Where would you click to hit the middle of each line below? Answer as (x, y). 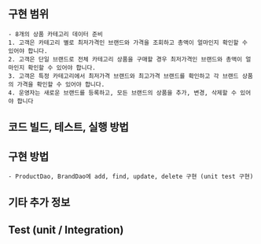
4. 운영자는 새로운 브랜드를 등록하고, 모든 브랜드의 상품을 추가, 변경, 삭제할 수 (123, 93)
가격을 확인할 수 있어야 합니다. (61, 84)
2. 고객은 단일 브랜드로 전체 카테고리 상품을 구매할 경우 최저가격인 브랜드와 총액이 (125, 59)
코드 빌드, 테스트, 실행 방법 (69, 127)
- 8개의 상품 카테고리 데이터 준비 (56, 34)
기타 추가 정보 (39, 203)
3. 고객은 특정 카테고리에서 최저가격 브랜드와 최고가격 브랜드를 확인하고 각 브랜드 (123, 76)
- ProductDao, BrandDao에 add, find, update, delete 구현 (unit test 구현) (131, 177)
